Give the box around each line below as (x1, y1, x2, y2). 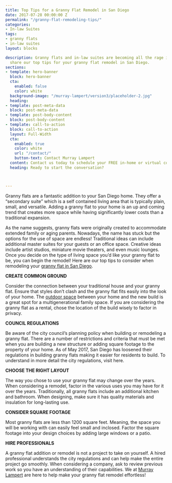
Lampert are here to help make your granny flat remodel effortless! (5, 472, 146, 478)
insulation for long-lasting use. (5, 399, 70, 405)
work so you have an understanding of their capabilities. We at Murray (5, 466, 154, 472)
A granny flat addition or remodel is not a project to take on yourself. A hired (5, 450, 165, 456)
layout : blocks (5, 46, 38, 51)
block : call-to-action (10, 127, 58, 132)
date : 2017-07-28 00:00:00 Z (5, 12, 68, 17)
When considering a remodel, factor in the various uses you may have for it (5, 383, 164, 389)
